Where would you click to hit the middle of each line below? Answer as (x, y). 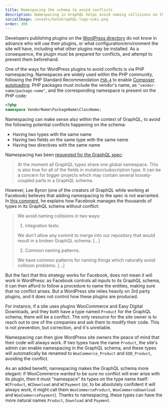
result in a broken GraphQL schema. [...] (59, 241)
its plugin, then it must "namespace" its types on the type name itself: (77, 379)
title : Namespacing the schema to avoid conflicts (59, 10)
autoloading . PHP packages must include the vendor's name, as (71, 85)
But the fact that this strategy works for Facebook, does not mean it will (79, 275)
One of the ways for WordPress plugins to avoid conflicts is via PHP (75, 69)
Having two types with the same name (52, 134)
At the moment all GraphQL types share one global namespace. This (88, 164)
